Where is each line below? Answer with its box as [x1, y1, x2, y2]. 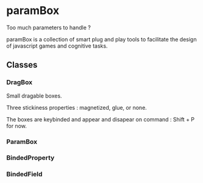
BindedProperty [6, 154, 55, 162]
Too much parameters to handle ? [6, 24, 91, 31]
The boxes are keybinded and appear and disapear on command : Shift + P [6, 115, 195, 123]
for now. [6, 122, 27, 129]
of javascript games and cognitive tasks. [6, 42, 108, 49]
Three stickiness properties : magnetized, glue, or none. [6, 104, 148, 111]
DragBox [6, 78, 33, 87]
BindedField [6, 170, 43, 179]
